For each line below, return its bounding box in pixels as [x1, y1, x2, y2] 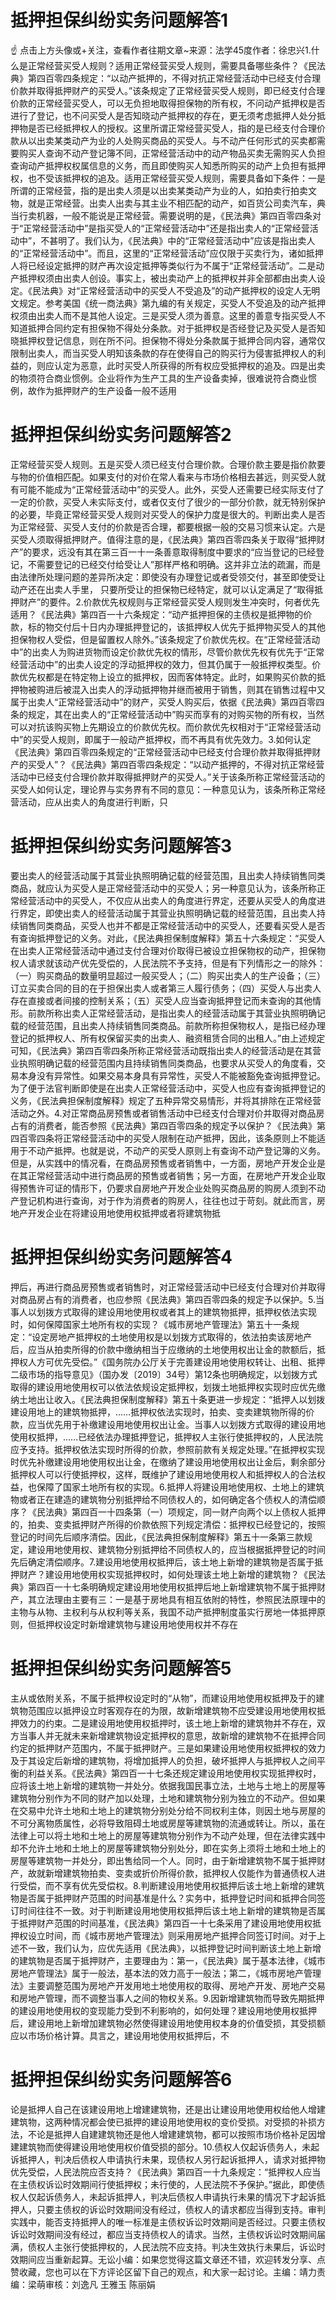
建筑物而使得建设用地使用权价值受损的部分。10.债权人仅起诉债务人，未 [18, 2141, 312, 2153]
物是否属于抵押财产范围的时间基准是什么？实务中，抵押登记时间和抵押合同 [10, 1892, 317, 1904]
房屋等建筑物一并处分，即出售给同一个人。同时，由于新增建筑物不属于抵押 [10, 1854, 317, 1866]
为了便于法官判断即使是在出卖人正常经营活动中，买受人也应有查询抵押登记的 [10, 1082, 326, 1094]
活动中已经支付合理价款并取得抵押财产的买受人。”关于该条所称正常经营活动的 [10, 771, 326, 783]
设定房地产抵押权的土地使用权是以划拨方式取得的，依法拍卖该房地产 [31, 1331, 313, 1343]
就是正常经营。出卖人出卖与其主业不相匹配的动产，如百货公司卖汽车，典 [27, 197, 326, 209]
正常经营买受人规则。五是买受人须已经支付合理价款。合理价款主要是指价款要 [10, 458, 326, 470]
